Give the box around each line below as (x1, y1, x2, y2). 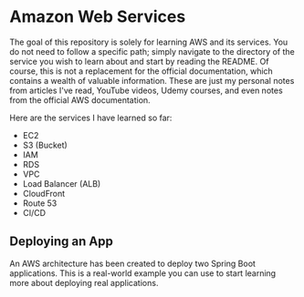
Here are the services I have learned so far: (9, 112, 173, 123)
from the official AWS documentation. (9, 94, 151, 106)
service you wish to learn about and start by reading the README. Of (9, 56, 269, 67)
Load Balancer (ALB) (22, 178, 101, 189)
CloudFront (22, 188, 66, 199)
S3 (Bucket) (22, 139, 68, 150)
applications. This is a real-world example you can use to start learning (9, 267, 277, 279)
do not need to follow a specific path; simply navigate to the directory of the (9, 46, 295, 56)
